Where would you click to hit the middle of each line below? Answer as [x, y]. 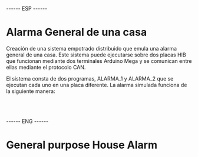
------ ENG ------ [27, 121]
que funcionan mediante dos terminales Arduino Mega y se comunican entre [99, 61]
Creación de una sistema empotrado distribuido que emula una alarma [92, 48]
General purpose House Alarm [82, 145]
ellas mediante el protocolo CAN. [46, 67]
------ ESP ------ [27, 9]
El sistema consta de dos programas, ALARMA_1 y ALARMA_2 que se [90, 78]
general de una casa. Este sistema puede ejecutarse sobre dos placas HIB [96, 55]
